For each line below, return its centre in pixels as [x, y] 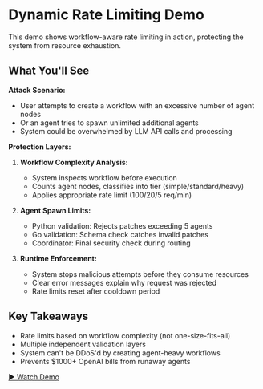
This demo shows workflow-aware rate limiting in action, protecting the [126, 37]
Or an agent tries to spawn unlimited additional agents [109, 123]
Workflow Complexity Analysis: [74, 162]
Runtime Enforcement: [59, 258]
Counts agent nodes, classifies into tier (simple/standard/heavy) [138, 186]
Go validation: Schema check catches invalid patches [120, 234]
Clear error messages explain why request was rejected [124, 282]
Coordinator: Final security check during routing [111, 243]
